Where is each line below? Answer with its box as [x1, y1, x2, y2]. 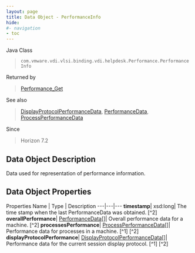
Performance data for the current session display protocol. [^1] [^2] [6, 240, 169, 247]
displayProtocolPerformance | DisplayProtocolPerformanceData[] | [6, 234, 167, 241]
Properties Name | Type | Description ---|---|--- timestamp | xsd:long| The [6, 202, 187, 209]
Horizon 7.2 [20, 137, 49, 144]
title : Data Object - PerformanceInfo [6, 14, 101, 20]
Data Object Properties [6, 187, 92, 197]
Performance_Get [20, 85, 63, 92]
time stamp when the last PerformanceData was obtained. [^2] [6, 209, 157, 216]
